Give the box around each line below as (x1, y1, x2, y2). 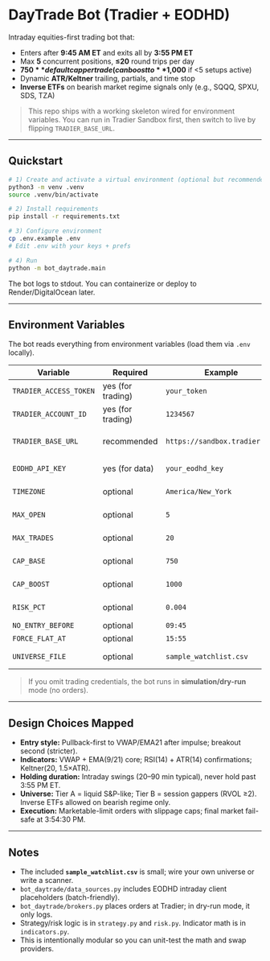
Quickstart (8, 155, 63, 168)
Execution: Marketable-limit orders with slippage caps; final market (19, 806, 244, 816)
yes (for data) (102, 463, 154, 474)
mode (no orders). (27, 686, 88, 695)
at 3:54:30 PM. (35, 815, 86, 824)
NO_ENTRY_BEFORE (12, 621, 75, 630)
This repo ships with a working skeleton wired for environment (27, 106, 235, 116)
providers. (19, 943, 55, 953)
